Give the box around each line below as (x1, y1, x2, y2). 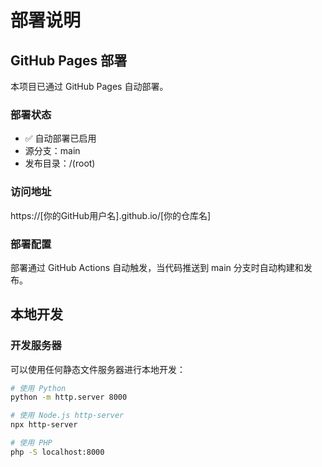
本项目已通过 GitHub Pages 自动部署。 (10, 81, 169, 92)
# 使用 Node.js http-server (10, 411, 125, 421)
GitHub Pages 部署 (10, 52, 128, 69)
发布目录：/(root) (24, 157, 96, 170)
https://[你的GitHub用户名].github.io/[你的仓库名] (10, 209, 212, 221)
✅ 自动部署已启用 (24, 132, 97, 145)
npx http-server (10, 420, 78, 430)
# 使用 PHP (10, 438, 53, 448)
